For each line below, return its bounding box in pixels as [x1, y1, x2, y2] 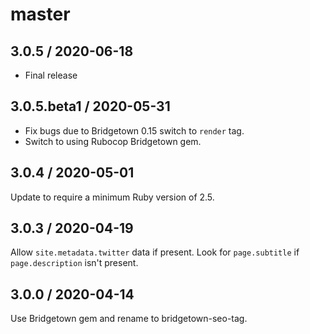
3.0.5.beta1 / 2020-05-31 [10, 98, 171, 115]
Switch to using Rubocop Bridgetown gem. [24, 135, 202, 147]
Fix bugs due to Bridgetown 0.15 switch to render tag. [24, 124, 245, 137]
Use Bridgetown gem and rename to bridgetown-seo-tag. [10, 313, 248, 325]
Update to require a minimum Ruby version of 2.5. [10, 191, 215, 203]
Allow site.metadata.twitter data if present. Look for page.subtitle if [10, 246, 300, 258]
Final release [24, 69, 78, 81]
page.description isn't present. [10, 257, 139, 269]
